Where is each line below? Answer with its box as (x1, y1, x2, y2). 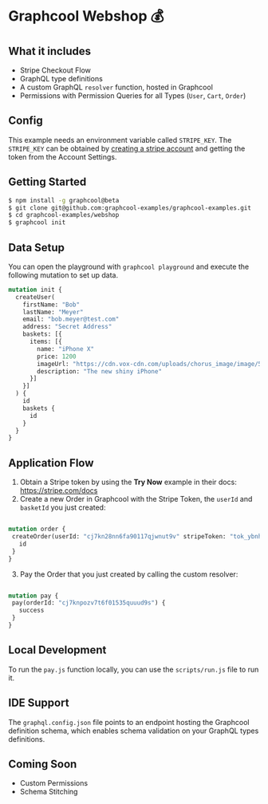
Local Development (8, 644, 107, 657)
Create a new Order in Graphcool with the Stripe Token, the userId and (19, 495, 253, 504)
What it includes (8, 44, 92, 57)
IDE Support (8, 696, 69, 710)
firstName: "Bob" (22, 301, 81, 309)
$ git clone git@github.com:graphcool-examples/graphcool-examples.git (8, 203, 251, 212)
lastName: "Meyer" (22, 308, 84, 316)
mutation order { (8, 525, 66, 534)
